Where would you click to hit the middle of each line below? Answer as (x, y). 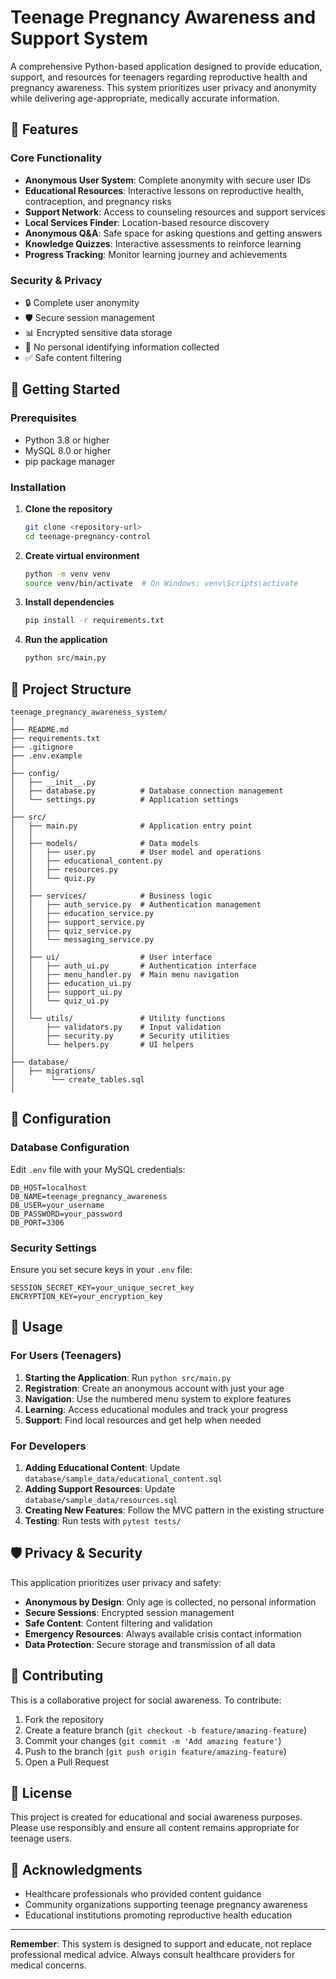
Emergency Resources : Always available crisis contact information (163, 1633)
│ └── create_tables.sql (77, 1079)
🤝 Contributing (57, 1676)
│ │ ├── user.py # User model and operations (136, 852)
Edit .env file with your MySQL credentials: (98, 1169)
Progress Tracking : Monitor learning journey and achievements (156, 254)
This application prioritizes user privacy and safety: (116, 1582)
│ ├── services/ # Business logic (111, 896)
